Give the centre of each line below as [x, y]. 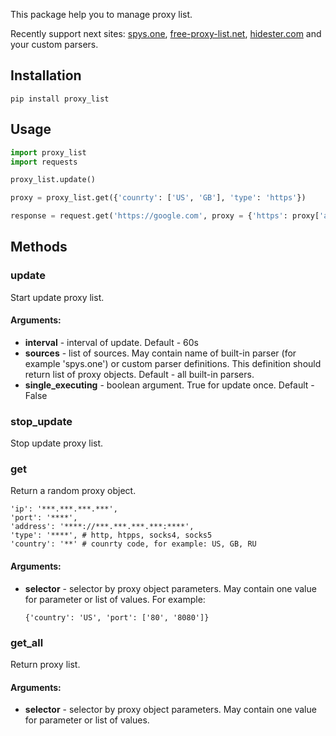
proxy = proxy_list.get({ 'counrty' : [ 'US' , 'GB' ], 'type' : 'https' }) [158, 198]
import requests [44, 162]
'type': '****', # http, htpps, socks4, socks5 [111, 535]
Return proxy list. [45, 664]
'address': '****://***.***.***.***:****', [102, 527]
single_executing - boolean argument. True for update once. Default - [169, 385]
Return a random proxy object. [73, 491]
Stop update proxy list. [57, 443]
